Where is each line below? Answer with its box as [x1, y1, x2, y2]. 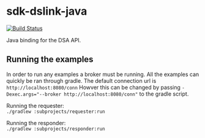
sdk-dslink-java [6, 4, 88, 18]
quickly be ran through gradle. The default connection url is [6, 77, 157, 84]
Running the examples [6, 54, 94, 65]
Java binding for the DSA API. [6, 36, 81, 44]
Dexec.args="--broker [6, 91, 62, 98]
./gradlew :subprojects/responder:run [6, 126, 105, 132]
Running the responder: [6, 119, 66, 126]
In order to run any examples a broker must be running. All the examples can [6, 71, 199, 78]
